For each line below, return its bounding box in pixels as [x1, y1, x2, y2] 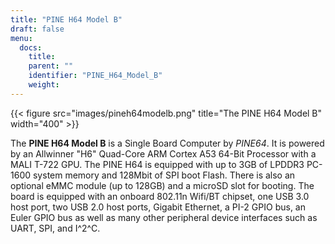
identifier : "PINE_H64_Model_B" [28, 71, 163, 81]
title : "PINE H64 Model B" [10, 14, 123, 25]
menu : [10, 33, 33, 43]
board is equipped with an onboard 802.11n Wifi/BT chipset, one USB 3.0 [10, 190, 310, 202]
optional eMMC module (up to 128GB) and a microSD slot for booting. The [10, 179, 315, 191]
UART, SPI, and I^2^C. [10, 222, 101, 234]
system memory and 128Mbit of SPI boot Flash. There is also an [32, 169, 296, 181]
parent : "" [28, 61, 74, 71]
